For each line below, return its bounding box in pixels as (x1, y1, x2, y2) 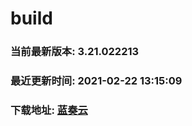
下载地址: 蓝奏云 (10, 103, 88, 117)
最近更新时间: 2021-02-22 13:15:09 (10, 74, 183, 88)
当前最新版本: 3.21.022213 (10, 45, 140, 59)
